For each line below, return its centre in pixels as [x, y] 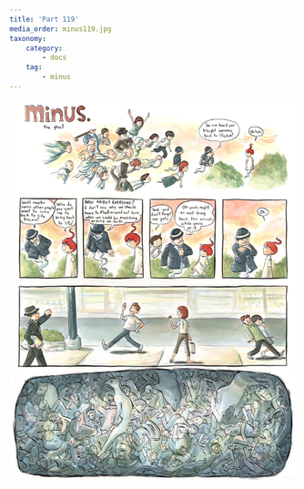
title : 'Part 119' [44, 19]
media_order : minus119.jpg [61, 29]
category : [45, 48]
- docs [55, 58]
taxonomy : [28, 38]
